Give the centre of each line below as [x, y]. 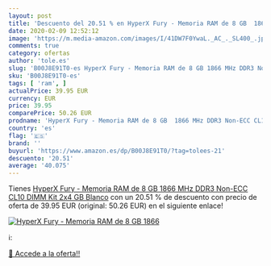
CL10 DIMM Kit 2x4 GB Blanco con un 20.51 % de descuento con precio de [133, 197]
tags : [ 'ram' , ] [38, 83]
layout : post [30, 16]
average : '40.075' [39, 166]
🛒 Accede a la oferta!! [44, 254]
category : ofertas [39, 53]
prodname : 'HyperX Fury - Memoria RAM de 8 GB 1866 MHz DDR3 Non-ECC [129, 121]
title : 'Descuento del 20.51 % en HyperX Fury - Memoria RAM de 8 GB [128, 23]
